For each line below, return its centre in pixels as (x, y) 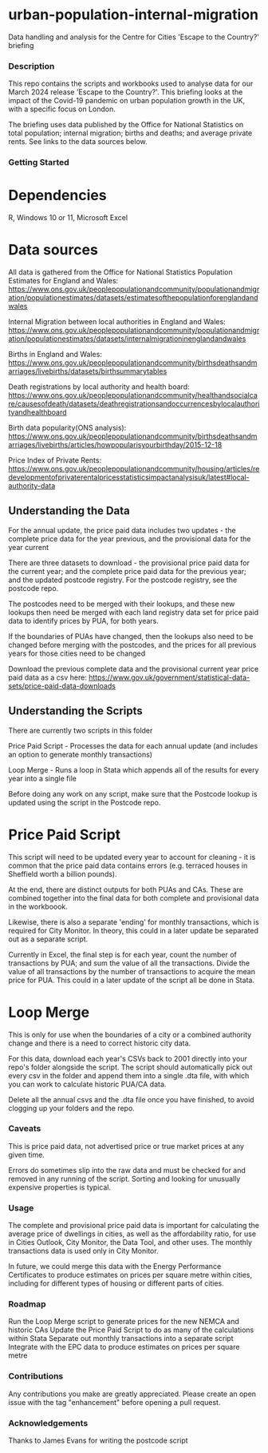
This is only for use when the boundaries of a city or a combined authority (130, 1034)
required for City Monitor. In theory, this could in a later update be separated (134, 930)
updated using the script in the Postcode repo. (85, 802)
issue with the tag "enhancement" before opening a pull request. (114, 1402)
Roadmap (27, 1304)
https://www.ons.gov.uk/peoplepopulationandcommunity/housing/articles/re (134, 469)
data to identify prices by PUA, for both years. (84, 620)
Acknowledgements (48, 1423)
